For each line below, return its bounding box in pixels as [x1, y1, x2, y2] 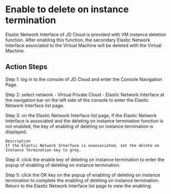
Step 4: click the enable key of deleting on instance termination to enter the [5, 156, 165, 162]
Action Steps [5, 62, 48, 71]
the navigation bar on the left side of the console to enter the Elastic [5, 97, 149, 103]
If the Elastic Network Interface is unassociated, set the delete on [5, 143, 160, 148]
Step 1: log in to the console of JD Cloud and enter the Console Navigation [5, 76, 163, 82]
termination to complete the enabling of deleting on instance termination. [5, 177, 160, 183]
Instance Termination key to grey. [5, 147, 82, 153]
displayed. [5, 128, 27, 135]
